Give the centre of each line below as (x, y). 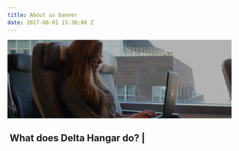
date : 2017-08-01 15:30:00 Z (51, 22)
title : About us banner (43, 15)
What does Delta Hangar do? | (78, 138)
